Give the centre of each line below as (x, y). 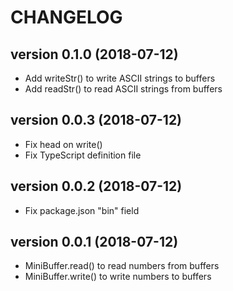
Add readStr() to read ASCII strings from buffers (123, 89)
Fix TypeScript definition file (83, 155)
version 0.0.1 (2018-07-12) (94, 242)
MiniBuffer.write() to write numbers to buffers (118, 277)
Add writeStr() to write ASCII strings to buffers (120, 78)
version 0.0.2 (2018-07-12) (96, 186)
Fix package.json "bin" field (82, 210)
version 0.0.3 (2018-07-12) (96, 120)
